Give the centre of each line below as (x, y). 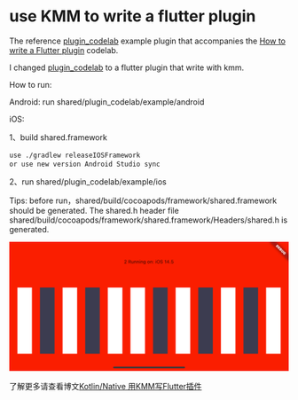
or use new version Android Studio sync (85, 164)
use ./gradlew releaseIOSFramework (75, 155)
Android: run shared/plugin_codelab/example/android (107, 102)
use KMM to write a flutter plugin (133, 16)
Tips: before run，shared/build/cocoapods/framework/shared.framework (143, 200)
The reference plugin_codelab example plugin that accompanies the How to (148, 41)
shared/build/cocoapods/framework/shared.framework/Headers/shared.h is (149, 220)
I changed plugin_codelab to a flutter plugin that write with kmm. (127, 67)
